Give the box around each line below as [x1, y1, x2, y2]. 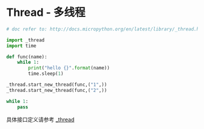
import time [6, 43, 36, 49]
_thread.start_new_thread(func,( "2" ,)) [6, 87, 107, 93]
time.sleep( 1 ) [28, 71, 64, 77]
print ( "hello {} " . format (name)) [28, 65, 110, 71]
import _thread [6, 37, 45, 43]
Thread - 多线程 [6, 5, 86, 19]
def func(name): [6, 54, 47, 60]
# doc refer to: [6, 26, 47, 32]
